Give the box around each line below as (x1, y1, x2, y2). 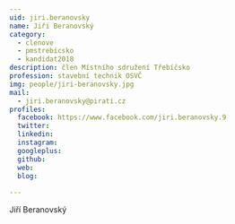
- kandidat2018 (17, 55, 74, 64)
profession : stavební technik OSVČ (9, 72, 143, 81)
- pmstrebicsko (17, 47, 74, 56)
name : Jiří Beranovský (9, 22, 94, 30)
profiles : (9, 105, 47, 114)
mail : (9, 88, 30, 97)
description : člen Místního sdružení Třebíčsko (9, 64, 191, 73)
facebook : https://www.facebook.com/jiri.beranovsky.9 (17, 113, 227, 122)
